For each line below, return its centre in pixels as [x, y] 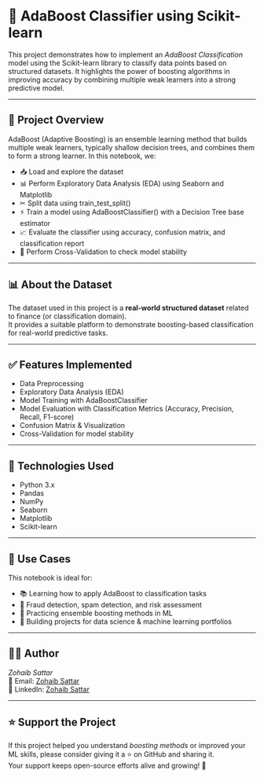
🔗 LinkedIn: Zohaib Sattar [49, 689]
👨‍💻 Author [34, 653]
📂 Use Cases [40, 559]
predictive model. [37, 88]
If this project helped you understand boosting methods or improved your [127, 745]
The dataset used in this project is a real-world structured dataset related [128, 308]
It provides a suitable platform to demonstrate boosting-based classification [131, 324]
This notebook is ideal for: [50, 578]
